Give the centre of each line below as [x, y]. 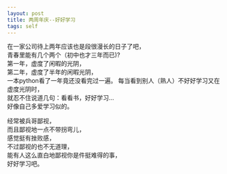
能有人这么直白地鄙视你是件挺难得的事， [64, 156]
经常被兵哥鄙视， [31, 121]
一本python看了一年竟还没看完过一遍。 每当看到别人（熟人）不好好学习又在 [113, 81]
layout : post [26, 13]
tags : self [23, 26]
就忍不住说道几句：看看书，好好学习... [61, 98]
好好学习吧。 [25, 164]
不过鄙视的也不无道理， [40, 147]
